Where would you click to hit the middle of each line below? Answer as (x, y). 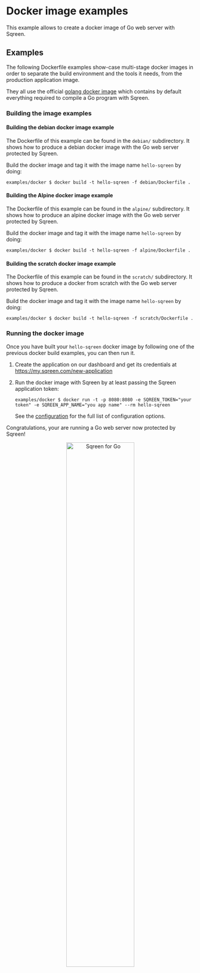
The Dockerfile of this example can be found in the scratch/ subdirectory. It (99, 277)
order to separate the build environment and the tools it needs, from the (94, 74)
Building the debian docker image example (60, 127)
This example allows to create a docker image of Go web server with (90, 27)
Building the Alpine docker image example (60, 195)
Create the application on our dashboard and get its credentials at (96, 364)
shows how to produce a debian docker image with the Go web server (93, 147)
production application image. (43, 79)
